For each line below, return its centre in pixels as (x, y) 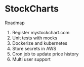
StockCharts (32, 9)
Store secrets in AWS (34, 48)
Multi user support (31, 59)
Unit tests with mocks (35, 38)
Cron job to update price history (45, 54)
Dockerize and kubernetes (40, 43)
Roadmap (15, 23)
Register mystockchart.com (41, 32)
